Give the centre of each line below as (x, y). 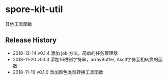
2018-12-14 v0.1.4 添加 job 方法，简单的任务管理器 (65, 53)
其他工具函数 (19, 24)
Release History (31, 40)
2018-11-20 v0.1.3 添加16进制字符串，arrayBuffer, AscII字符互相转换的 (86, 59)
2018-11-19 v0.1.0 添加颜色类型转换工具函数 (58, 72)
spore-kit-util (34, 9)
